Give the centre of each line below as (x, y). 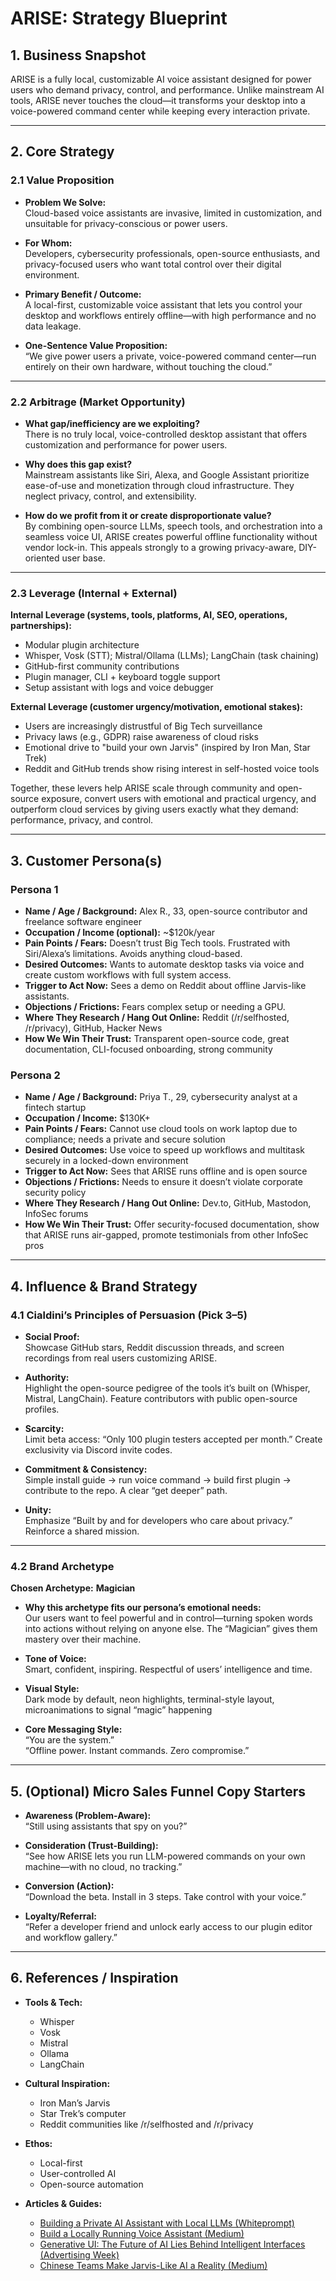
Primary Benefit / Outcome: (83, 294)
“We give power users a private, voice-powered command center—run (170, 356)
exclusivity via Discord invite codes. (98, 1449)
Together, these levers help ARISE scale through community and (143, 788)
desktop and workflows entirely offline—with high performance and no (170, 315)
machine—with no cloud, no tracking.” (103, 1867)
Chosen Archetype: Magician (73, 1588)
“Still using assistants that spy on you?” (106, 1826)
